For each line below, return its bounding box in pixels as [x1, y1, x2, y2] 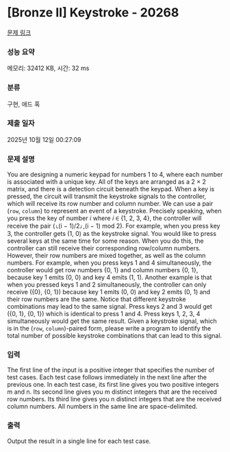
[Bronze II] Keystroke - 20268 [7, 5, 179, 21]
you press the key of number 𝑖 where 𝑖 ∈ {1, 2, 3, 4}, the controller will [7, 214, 202, 222]
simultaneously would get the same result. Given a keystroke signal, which [7, 317, 217, 325]
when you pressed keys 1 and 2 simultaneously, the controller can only [7, 281, 207, 289]
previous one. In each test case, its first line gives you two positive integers [7, 381, 219, 389]
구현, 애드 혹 [7, 99, 40, 108]
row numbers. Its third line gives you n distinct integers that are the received [7, 395, 222, 403]
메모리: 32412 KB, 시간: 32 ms [7, 64, 90, 73]
